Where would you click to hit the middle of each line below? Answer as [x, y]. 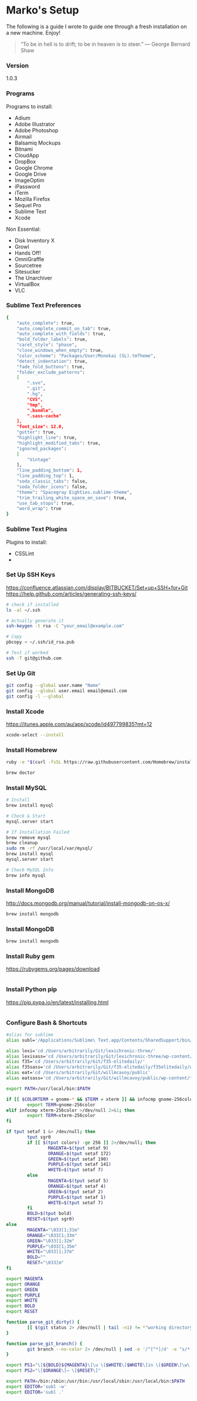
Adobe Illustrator [35, 124]
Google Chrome [34, 167]
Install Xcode [25, 711]
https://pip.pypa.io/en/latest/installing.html [57, 1002]
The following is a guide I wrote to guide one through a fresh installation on [96, 26]
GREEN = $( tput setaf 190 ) [78, 1159]
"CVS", [35, 399]
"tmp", [35, 405]
